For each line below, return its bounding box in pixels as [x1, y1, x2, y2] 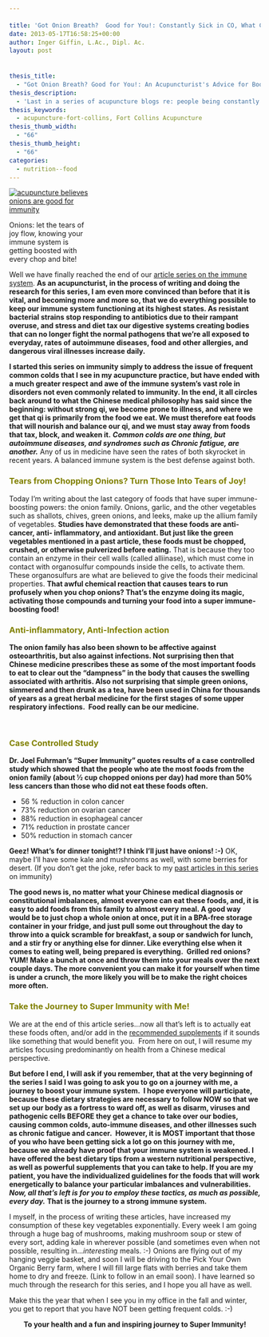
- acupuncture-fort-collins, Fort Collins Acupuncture [16, 114, 203, 122]
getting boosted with [9, 246, 77, 255]
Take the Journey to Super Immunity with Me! [9, 1001, 190, 1012]
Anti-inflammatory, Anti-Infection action [9, 624, 170, 636]
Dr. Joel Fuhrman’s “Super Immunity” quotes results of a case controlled [9, 756, 255, 765]
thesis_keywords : [9, 106, 67, 114]
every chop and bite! [9, 255, 77, 264]
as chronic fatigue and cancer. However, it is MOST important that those [9, 1128, 255, 1138]
